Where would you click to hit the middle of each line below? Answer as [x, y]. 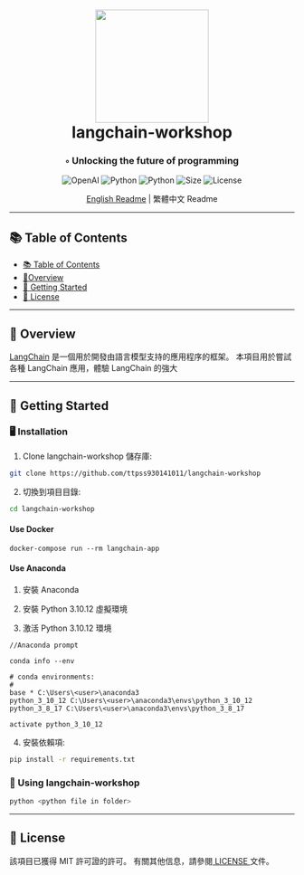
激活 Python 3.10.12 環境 [67, 628]
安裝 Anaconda [51, 589]
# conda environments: [52, 677]
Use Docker [32, 529]
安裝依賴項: [43, 742]
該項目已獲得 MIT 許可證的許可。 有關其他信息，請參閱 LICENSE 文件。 [142, 861]
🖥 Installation [39, 432]
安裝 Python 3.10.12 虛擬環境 [75, 609]
